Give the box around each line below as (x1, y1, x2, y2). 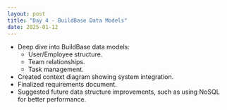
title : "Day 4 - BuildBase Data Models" (7, 17, 128, 24)
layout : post (7, 10, 46, 18)
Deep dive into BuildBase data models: (17, 43, 130, 51)
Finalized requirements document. (17, 80, 118, 89)
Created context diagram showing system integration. (17, 73, 174, 81)
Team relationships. (27, 58, 86, 66)
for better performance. (17, 95, 87, 104)
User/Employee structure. (27, 50, 103, 59)
